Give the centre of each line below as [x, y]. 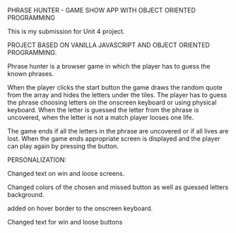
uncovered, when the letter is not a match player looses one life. [101, 117]
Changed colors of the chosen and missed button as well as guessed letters [118, 187]
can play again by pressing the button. [63, 146]
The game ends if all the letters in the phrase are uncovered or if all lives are [118, 131]
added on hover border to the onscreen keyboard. [80, 208]
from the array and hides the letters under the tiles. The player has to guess [117, 95]
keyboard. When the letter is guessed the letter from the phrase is [103, 110]
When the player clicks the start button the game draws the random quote [115, 87]
